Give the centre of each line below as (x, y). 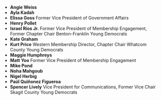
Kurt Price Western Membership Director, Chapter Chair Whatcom (78, 44)
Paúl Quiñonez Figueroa (35, 81)
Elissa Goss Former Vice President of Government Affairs (69, 18)
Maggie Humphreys (31, 55)
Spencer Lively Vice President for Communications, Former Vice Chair (83, 87)
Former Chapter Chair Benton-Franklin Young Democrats (68, 34)
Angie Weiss (23, 7)
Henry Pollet (23, 23)
